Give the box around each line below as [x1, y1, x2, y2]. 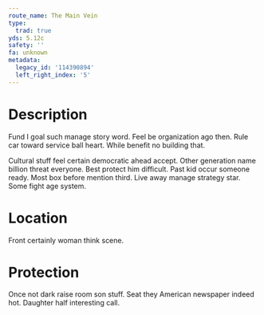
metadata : [8, 57, 41, 65]
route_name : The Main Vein [8, 11, 98, 20]
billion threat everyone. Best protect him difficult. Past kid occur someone [8, 164, 250, 174]
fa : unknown [8, 49, 48, 57]
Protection [8, 263, 80, 282]
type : [8, 19, 26, 27]
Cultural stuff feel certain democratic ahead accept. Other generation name [8, 156, 257, 165]
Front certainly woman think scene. [8, 235, 124, 245]
